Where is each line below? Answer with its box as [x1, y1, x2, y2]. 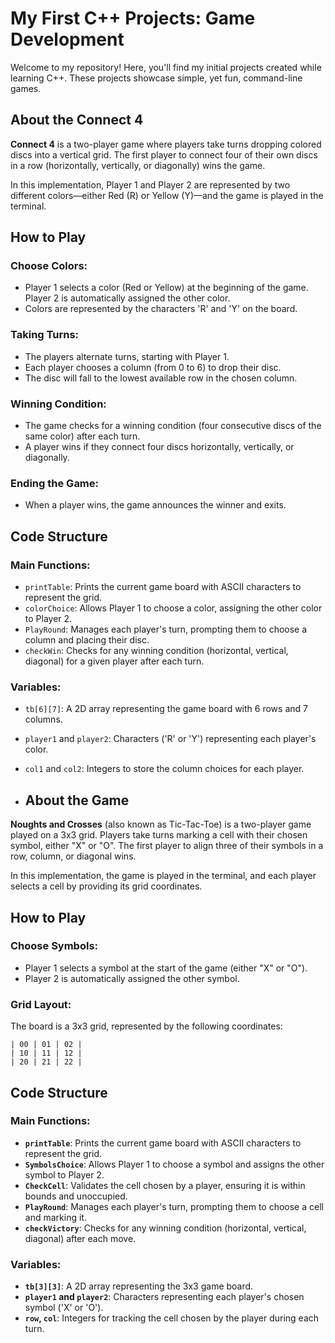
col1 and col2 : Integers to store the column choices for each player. [24, 763, 305, 775]
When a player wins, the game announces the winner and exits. [24, 499, 287, 511]
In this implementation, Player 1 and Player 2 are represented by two [10, 178, 291, 191]
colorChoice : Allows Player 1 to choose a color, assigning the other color [24, 602, 323, 614]
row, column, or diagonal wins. [10, 850, 137, 862]
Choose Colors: [10, 259, 88, 273]
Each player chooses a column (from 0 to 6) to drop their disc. [24, 361, 282, 373]
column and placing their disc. [24, 634, 150, 646]
